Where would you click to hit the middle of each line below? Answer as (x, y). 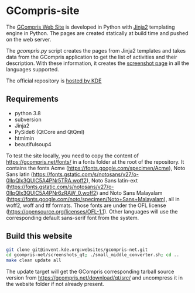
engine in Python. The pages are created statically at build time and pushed (97, 33)
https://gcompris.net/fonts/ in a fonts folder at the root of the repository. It (95, 161)
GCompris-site (43, 11)
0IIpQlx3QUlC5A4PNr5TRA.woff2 (46, 180)
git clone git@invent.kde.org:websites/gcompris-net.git (77, 250)
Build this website (39, 236)
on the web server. (29, 39)
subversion (28, 119)
